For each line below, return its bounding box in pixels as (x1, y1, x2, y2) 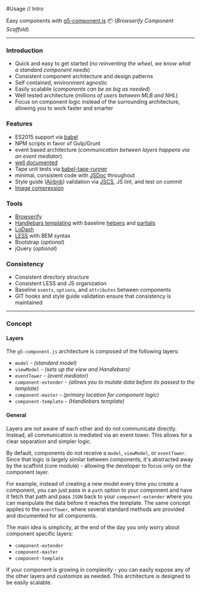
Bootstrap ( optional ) (14, 238, 65, 246)
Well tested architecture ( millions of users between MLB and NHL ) (14, 92, 178, 99)
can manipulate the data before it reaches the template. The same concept (6, 499, 190, 506)
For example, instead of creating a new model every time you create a (6, 480, 178, 487)
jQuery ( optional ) (14, 244, 57, 252)
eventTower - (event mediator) (14, 372, 89, 379)
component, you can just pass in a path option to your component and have (6, 486, 193, 494)
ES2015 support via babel (14, 133, 78, 140)
